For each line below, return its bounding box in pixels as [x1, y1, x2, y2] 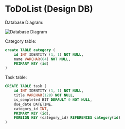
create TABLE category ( [5, 48, 55, 52]
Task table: [5, 74, 27, 81]
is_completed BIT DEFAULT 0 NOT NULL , [14, 97, 92, 102]
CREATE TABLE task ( [5, 84, 47, 89]
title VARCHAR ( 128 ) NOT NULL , [14, 93, 75, 98]
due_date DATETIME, [14, 102, 54, 107]
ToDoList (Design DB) [5, 3, 93, 15]
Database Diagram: [5, 19, 44, 25]
